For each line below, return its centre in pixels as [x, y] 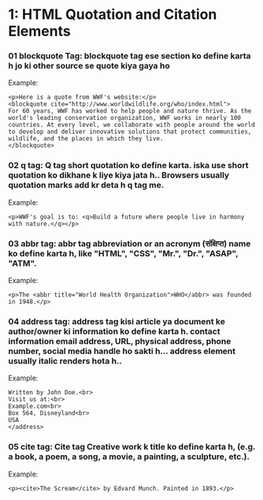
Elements [39, 31]
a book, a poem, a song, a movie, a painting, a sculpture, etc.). [129, 457]
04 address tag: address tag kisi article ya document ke [117, 321]
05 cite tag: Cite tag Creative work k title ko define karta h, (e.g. [132, 447]
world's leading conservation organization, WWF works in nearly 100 [125, 118]
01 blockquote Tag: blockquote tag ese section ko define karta [130, 56]
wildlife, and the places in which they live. [86, 139]
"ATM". [22, 263]
